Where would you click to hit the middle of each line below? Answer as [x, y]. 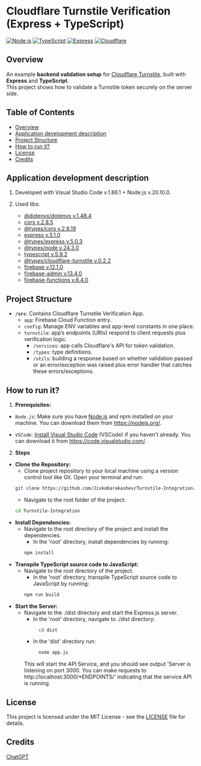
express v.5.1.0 [42, 235]
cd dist [48, 630]
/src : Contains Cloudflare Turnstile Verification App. [79, 314]
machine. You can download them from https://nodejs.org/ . [88, 423]
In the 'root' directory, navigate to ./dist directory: [94, 619]
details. [15, 723]
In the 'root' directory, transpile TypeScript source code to [105, 577]
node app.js [53, 653]
